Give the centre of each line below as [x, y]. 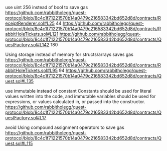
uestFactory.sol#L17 [26, 118]
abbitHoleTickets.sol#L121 [32, 34]
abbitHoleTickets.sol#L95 [32, 70]
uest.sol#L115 [19, 143]
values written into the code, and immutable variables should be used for [80, 96]
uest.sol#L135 [20, 81]
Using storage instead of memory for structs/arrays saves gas [69, 54]
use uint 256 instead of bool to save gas [47, 7]
